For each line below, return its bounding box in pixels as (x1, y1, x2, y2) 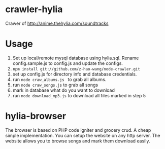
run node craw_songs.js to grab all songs (12, 82, 98, 88)
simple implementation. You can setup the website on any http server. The (5, 132, 161, 138)
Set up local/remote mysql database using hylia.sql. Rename (12, 55, 139, 61)
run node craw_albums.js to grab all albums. (12, 76, 107, 82)
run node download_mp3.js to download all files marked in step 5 (12, 92, 146, 98)
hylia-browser (5, 110, 67, 122)
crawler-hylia (5, 4, 63, 15)
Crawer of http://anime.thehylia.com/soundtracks (5, 20, 109, 26)
